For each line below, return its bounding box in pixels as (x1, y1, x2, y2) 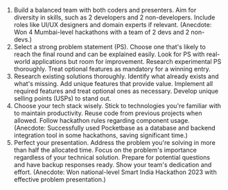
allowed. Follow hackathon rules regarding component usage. (13, 116, 191, 124)
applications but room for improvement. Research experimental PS (31, 58, 222, 65)
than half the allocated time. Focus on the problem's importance (13, 146, 198, 154)
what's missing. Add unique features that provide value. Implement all (13, 80, 213, 87)
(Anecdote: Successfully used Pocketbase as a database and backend (13, 124, 216, 132)
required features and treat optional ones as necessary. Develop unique (13, 87, 219, 95)
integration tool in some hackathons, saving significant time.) (13, 131, 188, 139)
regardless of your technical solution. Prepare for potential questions (13, 153, 210, 162)
